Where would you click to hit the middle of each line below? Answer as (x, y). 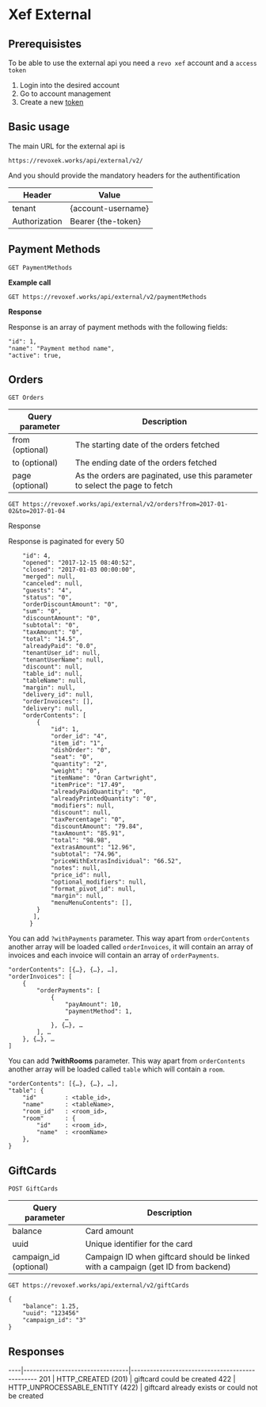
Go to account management (65, 94)
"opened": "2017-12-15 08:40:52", (79, 563)
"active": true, (35, 355)
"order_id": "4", (79, 736)
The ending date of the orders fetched (146, 463)
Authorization (37, 221)
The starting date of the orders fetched (147, 445)
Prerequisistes (45, 44)
